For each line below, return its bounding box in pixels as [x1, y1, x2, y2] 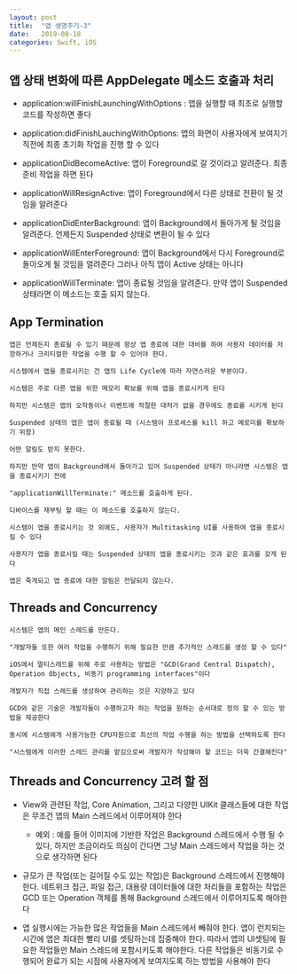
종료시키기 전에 [19, 471, 66, 480]
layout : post [9, 12, 58, 22]
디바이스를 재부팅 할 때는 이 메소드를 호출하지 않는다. [9, 506, 181, 514]
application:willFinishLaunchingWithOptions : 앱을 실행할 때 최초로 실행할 [21, 98, 284, 109]
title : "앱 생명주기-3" [9, 21, 91, 30]
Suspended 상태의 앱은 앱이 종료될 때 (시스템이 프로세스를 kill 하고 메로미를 [9, 418, 263, 427]
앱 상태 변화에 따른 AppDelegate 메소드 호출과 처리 [9, 73, 275, 88]
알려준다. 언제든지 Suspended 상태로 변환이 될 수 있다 [21, 229, 211, 240]
